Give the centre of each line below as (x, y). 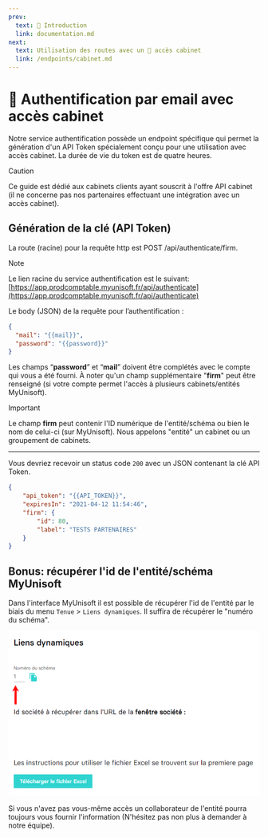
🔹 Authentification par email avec (121, 99)
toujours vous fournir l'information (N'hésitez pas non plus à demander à (128, 817)
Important (24, 408)
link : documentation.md (55, 34)
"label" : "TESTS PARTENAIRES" (87, 530)
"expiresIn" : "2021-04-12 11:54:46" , (85, 504)
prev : (17, 17)
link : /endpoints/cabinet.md (64, 59)
